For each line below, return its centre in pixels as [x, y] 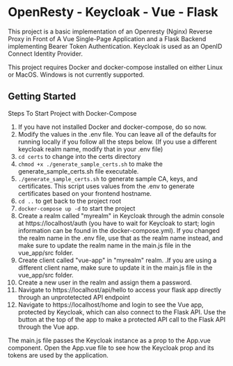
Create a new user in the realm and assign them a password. [105, 282]
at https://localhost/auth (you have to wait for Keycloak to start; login [116, 223]
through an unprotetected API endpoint [74, 297]
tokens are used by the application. [58, 355]
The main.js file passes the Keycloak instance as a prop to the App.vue [109, 340]
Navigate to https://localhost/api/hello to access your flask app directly [120, 289]
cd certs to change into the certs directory [79, 156]
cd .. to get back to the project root [69, 201]
